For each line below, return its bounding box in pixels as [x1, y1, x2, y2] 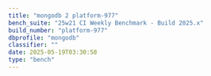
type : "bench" [8, 56, 56, 64]
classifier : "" [8, 41, 59, 49]
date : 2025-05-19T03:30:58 [8, 48, 98, 56]
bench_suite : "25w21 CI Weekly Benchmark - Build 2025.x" [8, 19, 204, 27]
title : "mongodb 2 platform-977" [8, 11, 119, 20]
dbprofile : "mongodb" [8, 33, 80, 42]
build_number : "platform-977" [8, 26, 109, 34]
